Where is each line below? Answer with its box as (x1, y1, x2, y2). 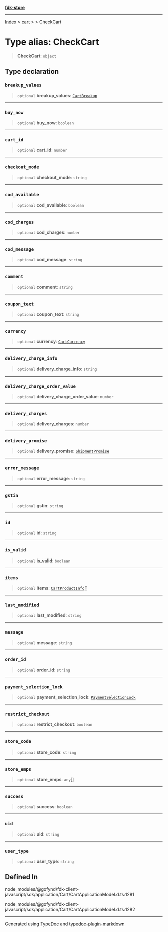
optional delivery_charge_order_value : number (17, 393, 114, 399)
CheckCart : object (17, 53, 57, 59)
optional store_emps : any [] (17, 777, 74, 783)
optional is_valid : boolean (17, 557, 71, 564)
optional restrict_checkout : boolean (17, 721, 93, 727)
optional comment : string (17, 284, 73, 290)
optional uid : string (17, 831, 60, 837)
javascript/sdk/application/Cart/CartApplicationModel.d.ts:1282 (5, 906, 135, 912)
